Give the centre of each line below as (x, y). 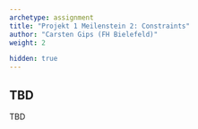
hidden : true (34, 59)
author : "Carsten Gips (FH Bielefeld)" (84, 34)
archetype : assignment (52, 17)
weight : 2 (28, 43)
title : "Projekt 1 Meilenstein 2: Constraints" (100, 26)
